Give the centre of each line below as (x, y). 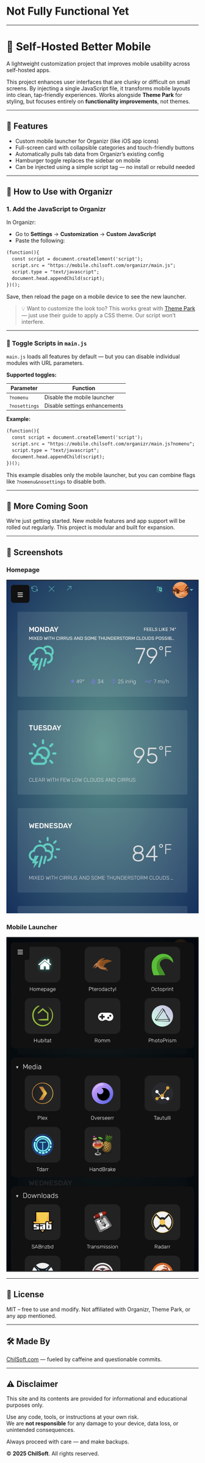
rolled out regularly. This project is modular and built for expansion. (91, 527)
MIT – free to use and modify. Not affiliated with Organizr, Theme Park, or (99, 1309)
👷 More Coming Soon (47, 507)
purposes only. (25, 1405)
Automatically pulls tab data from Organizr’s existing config (89, 154)
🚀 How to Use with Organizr (59, 192)
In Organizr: (21, 222)
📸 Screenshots (35, 552)
